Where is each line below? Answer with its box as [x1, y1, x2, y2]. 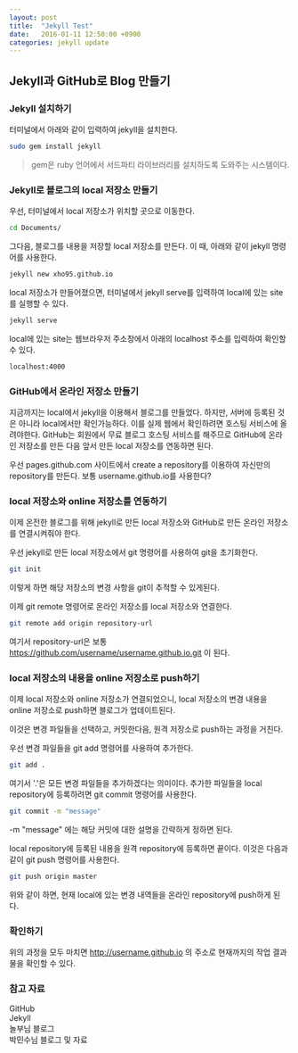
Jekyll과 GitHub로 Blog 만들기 [9, 73, 171, 88]
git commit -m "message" [9, 807, 101, 817]
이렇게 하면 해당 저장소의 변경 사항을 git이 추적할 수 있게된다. [9, 582, 221, 593]
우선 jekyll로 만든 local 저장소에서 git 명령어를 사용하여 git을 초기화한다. [9, 547, 258, 558]
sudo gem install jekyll [9, 142, 101, 151]
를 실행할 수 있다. [9, 298, 69, 309]
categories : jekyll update [9, 37, 109, 47]
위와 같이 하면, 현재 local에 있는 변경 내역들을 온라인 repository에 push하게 [9, 889, 271, 900]
